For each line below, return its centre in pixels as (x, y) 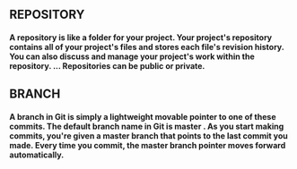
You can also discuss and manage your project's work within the (132, 56)
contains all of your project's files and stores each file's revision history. (147, 46)
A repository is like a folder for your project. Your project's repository (140, 37)
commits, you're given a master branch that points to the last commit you (149, 135)
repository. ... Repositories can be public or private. (107, 65)
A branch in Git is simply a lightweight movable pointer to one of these (143, 116)
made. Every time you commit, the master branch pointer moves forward (148, 145)
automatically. (37, 155)
